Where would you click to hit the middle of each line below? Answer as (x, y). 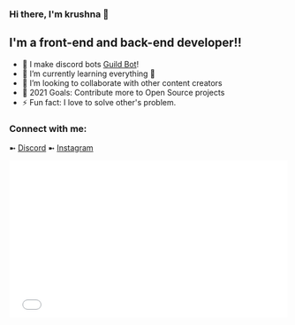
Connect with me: (48, 128)
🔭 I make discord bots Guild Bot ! (80, 64)
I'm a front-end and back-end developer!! (125, 43)
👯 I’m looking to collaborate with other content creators (122, 82)
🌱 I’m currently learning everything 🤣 (89, 74)
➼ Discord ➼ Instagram (52, 148)
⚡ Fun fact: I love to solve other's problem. (99, 102)
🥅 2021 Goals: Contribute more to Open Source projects (123, 92)
